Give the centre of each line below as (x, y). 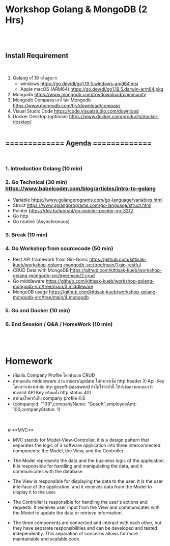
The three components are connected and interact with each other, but (87, 523)
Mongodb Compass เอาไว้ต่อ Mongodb (52, 100)
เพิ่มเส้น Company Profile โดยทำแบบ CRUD (54, 375)
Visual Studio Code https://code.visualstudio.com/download (76, 111)
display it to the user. (35, 492)
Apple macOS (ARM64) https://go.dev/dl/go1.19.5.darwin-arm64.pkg (92, 89)
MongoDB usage (30, 292)
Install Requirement (37, 56)
